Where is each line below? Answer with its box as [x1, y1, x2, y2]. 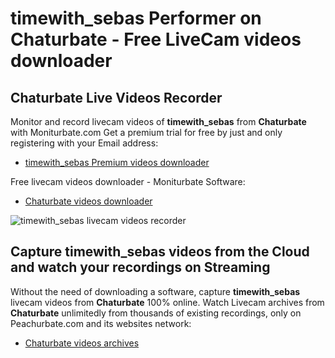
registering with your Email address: [10, 137, 159, 149]
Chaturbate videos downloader [24, 195, 153, 207]
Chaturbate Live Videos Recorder [10, 89, 223, 106]
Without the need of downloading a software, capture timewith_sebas [10, 285, 301, 297]
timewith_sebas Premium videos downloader [24, 157, 210, 168]
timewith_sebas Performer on [10, 7, 262, 30]
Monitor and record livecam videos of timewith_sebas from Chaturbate [10, 116, 307, 127]
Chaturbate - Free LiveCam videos [10, 28, 302, 51]
